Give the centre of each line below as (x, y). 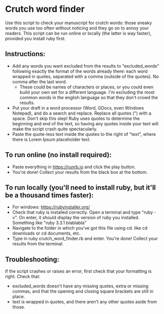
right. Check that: (23, 276)
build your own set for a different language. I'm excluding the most (87, 92)
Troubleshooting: (32, 259)
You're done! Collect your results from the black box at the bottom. (80, 172)
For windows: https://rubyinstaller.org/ (51, 207)
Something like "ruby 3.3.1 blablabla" (49, 223)
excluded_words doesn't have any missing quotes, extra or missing (80, 286)
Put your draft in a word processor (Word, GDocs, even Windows (78, 108)
